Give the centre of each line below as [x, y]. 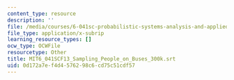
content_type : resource [42, 14]
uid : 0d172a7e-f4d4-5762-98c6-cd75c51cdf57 [71, 65]
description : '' [31, 20]
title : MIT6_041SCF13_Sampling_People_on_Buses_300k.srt [92, 59]
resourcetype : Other [37, 53]
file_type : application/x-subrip [56, 33]
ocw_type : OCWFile [34, 46]
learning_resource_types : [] [49, 40]
